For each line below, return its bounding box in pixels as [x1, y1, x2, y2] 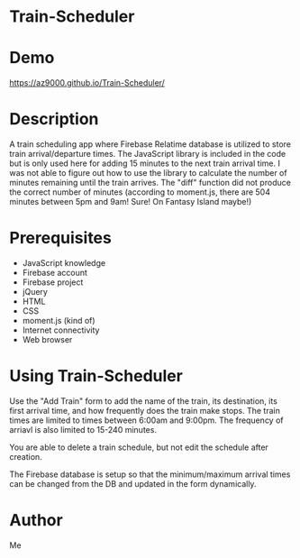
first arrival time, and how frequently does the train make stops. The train [9, 405, 281, 416]
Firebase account [22, 268, 88, 278]
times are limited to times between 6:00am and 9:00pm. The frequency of [9, 415, 284, 425]
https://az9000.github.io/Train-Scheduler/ [9, 78, 165, 88]
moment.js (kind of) [22, 316, 96, 325]
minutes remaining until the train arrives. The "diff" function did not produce [9, 178, 291, 188]
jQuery [22, 287, 48, 297]
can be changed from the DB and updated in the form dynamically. [9, 478, 257, 489]
